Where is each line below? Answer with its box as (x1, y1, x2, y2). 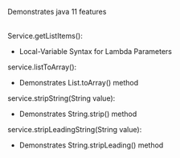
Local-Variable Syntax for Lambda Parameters (18, 47, 172, 56)
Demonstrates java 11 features (7, 7, 107, 16)
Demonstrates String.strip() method (18, 109, 137, 118)
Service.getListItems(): (7, 31, 84, 40)
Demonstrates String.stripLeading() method (18, 140, 164, 150)
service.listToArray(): (7, 62, 77, 72)
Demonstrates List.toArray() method (18, 78, 139, 87)
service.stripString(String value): (7, 94, 116, 103)
